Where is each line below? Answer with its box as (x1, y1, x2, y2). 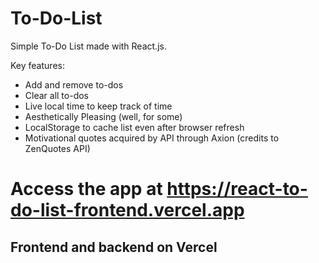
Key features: (10, 59, 65, 71)
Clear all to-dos (24, 89, 89, 101)
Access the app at (10, 178, 163, 201)
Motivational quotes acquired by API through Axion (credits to (24, 132, 280, 144)
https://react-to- (166, 178, 308, 201)
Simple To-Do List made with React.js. (10, 40, 167, 52)
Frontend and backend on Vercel (10, 238, 218, 256)
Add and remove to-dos (24, 78, 124, 91)
